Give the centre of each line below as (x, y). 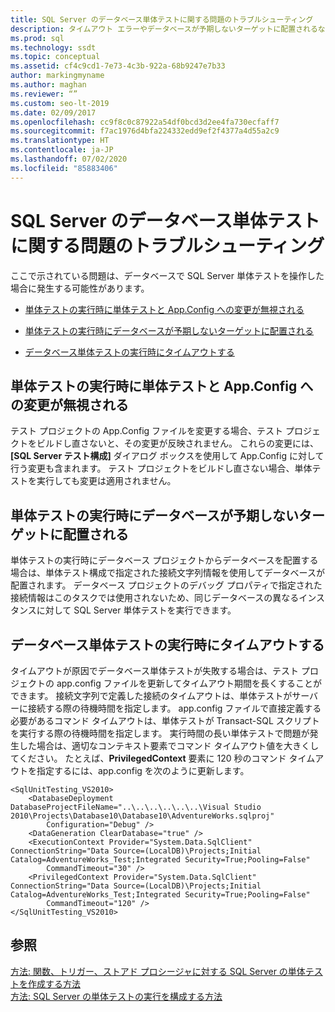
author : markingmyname (57, 76)
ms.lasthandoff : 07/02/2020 (69, 159)
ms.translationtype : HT (60, 141)
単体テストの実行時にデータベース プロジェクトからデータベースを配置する (164, 560)
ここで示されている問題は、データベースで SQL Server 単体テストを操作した (167, 275)
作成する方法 (54, 983)
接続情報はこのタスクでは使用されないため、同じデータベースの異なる (155, 598)
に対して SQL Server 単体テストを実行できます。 (136, 610)
